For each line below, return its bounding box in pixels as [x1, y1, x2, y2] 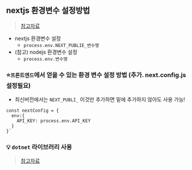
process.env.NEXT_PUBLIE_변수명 [23, 42, 100, 48]
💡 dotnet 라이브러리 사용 [6, 143, 72, 151]
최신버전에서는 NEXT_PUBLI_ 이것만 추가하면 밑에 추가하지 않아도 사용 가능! [14, 96, 186, 103]
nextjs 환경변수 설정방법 [6, 5, 90, 16]
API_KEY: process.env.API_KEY [16, 118, 91, 124]
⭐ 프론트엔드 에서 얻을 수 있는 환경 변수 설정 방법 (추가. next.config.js [6, 71, 187, 79]
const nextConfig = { [6, 108, 59, 114]
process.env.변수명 [23, 56, 68, 62]
